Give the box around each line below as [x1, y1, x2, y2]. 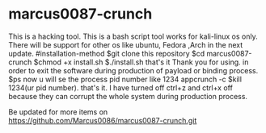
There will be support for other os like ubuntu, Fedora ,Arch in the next [8, 39, 243, 49]
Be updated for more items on [8, 106, 108, 117]
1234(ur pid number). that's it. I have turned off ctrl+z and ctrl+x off [8, 82, 233, 93]
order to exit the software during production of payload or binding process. [8, 65, 259, 75]
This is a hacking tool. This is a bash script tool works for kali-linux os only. [8, 31, 258, 41]
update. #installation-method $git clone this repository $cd [8, 48, 205, 58]
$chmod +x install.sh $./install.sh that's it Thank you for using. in [33, 57, 249, 67]
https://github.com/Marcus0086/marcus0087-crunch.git [8, 115, 197, 125]
